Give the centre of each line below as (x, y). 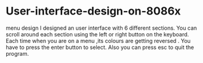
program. (17, 53)
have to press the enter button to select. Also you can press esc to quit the (100, 47)
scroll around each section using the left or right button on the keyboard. (98, 34)
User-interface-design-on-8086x (94, 11)
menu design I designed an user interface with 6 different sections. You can (101, 28)
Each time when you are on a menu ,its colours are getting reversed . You (98, 41)
